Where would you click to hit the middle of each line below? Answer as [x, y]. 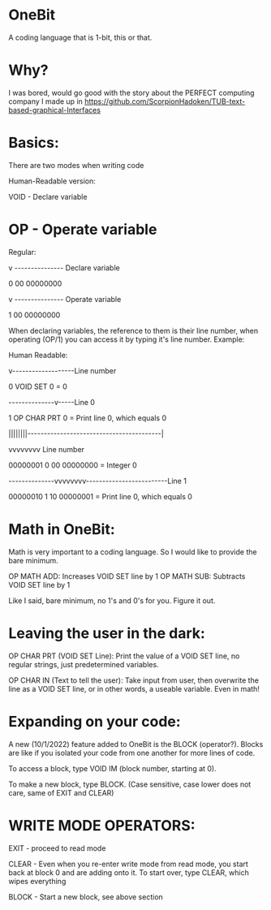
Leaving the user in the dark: [107, 633]
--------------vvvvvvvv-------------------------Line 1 [97, 481]
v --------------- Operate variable [65, 299]
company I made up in [46, 101]
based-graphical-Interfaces [55, 110]
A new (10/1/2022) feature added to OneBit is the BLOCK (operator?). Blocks [136, 744]
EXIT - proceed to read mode [57, 848]
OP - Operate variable [83, 230]
